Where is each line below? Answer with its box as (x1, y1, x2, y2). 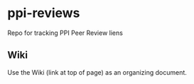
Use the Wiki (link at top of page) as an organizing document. (7, 68, 187, 76)
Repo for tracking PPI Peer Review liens (7, 28, 123, 37)
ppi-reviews (7, 5, 80, 21)
